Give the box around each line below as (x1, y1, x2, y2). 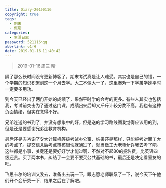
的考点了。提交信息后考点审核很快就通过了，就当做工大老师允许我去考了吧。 (5, 142, 161, 148)
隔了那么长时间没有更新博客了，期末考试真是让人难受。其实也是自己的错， (5, 73, 157, 79)
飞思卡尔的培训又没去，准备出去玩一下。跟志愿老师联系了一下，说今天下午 (5, 171, 157, 177)
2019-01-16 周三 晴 (17, 63, 56, 69)
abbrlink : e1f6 (5, 44, 37, 49)
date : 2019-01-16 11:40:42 (5, 48, 61, 53)
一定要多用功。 (5, 86, 36, 92)
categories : (5, 30, 30, 35)
